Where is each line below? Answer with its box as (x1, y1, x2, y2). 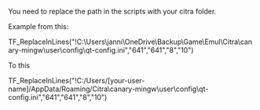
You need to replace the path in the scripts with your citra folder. (8, 7, 217, 16)
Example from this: (8, 22, 69, 31)
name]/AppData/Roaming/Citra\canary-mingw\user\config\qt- (8, 84, 209, 93)
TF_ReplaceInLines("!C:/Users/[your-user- (8, 76, 145, 85)
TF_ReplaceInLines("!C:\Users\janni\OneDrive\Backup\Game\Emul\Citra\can (8, 37, 253, 46)
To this (8, 60, 30, 70)
